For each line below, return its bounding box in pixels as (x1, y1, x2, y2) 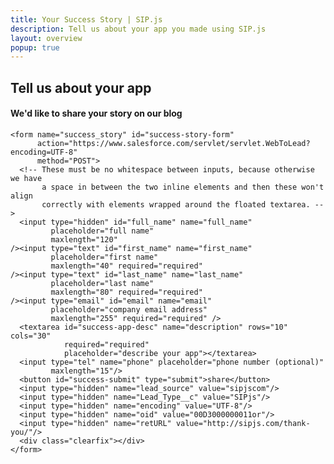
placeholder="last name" (50, 278, 155, 288)
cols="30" (10, 331, 52, 341)
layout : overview (10, 33, 83, 43)
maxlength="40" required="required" (50, 261, 203, 271)
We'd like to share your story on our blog (10, 107, 183, 120)
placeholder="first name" (50, 252, 159, 262)
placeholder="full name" (50, 226, 155, 236)
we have (10, 173, 43, 183)
